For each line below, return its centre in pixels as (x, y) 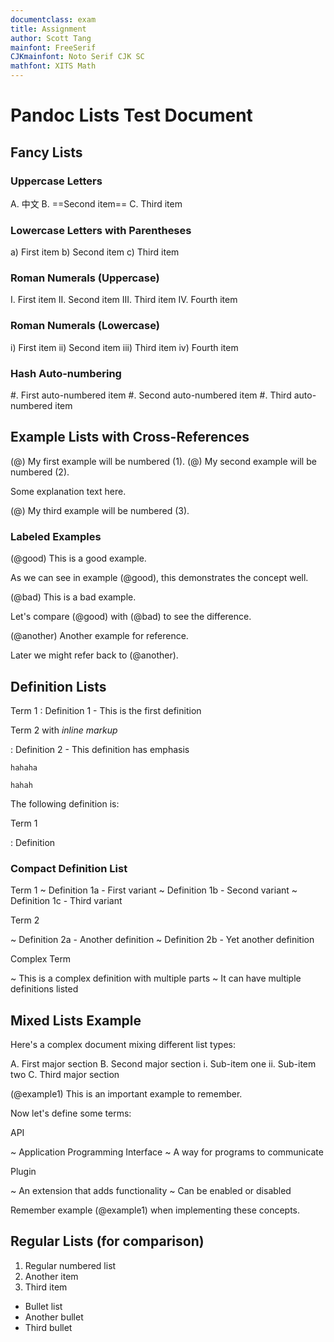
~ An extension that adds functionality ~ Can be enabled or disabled (151, 1191)
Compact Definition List (69, 868)
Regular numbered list (70, 1265)
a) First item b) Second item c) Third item (95, 252)
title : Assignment (48, 29)
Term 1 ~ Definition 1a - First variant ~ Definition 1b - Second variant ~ (154, 890)
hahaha (24, 767)
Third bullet (48, 1327)
